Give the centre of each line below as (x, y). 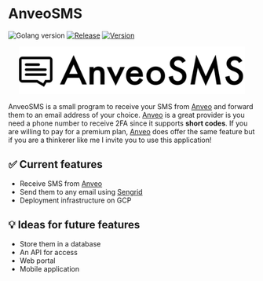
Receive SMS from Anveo (61, 183)
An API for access (49, 252)
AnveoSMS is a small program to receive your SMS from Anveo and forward (131, 106)
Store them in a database (60, 243)
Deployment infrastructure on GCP (75, 200)
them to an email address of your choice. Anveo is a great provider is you (126, 115)
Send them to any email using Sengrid (81, 192)
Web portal (37, 261)
